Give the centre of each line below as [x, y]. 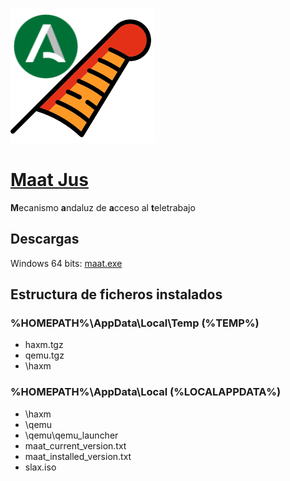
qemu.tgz [44, 355]
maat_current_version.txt [75, 445]
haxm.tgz [44, 345]
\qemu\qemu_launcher [71, 435]
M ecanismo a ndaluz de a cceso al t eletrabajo [103, 207]
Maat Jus [49, 180]
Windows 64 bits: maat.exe [66, 263]
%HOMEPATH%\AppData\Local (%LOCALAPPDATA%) [146, 392]
